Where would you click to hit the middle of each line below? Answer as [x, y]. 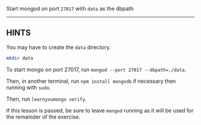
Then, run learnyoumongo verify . [46, 99]
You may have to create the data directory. [59, 47]
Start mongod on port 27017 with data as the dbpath [70, 9]
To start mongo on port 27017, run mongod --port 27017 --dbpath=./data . [96, 69]
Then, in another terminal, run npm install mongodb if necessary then [91, 81]
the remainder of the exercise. [43, 117]
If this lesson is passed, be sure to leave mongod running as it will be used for [100, 110]
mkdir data [20, 58]
